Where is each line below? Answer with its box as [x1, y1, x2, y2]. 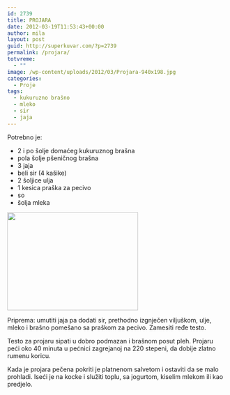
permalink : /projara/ [7, 49, 70, 56]
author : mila [7, 29, 45, 37]
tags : [7, 88, 23, 95]
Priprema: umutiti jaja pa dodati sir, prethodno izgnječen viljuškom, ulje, [7, 316, 212, 324]
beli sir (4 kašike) [17, 169, 68, 177]
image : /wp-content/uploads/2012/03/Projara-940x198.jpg [7, 68, 176, 75]
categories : [7, 75, 42, 82]
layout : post [7, 36, 45, 43]
